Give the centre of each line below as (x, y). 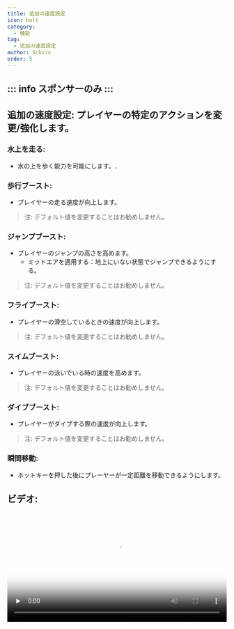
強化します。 (47, 128)
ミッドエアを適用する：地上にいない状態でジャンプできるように (119, 262)
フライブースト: (33, 305)
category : (22, 26)
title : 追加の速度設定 (37, 14)
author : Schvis (29, 53)
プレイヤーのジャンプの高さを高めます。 (75, 253)
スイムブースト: (33, 356)
